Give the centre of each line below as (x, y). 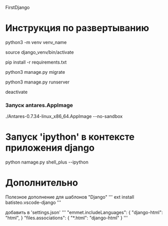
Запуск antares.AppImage (39, 105)
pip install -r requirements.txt (36, 62)
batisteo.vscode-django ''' (33, 202)
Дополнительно (42, 183)
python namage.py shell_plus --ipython (47, 162)
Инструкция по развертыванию (77, 28)
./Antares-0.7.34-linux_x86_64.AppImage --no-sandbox (64, 116)
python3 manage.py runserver (38, 82)
